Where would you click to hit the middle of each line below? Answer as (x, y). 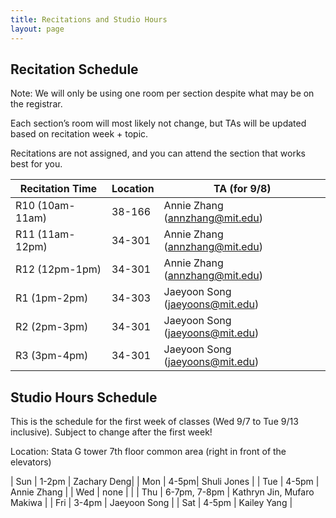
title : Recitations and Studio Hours (89, 19)
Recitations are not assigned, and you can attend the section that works (158, 153)
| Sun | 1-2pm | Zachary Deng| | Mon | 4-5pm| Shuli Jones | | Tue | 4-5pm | (165, 482)
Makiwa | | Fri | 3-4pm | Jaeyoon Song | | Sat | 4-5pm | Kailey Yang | (151, 503)
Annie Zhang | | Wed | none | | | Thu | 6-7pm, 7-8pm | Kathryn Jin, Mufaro (162, 492)
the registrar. (36, 104)
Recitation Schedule (74, 69)
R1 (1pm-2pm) (52, 298)
